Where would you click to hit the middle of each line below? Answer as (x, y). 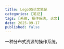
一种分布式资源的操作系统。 (32, 42)
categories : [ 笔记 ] (24, 14)
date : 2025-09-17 (22, 23)
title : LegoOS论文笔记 (26, 9)
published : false (22, 27)
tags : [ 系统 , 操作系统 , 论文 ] (32, 18)
